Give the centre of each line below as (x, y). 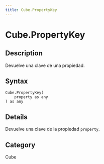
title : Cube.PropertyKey (31, 10)
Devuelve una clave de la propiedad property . (53, 129)
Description (24, 53)
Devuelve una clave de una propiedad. (45, 65)
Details (16, 117)
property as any (31, 97)
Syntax (17, 81)
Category (20, 145)
